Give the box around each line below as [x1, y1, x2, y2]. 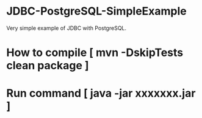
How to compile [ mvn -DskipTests [6, 46, 184, 60]
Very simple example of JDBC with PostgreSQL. [6, 24, 127, 32]
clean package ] [6, 59, 90, 72]
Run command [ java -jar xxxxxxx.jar [6, 86, 196, 100]
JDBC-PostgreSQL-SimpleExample [6, 4, 187, 18]
